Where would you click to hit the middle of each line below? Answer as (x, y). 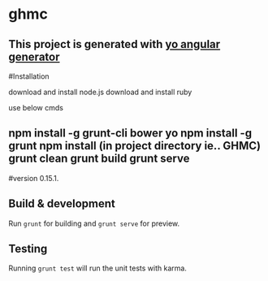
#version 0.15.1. (34, 178)
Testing (28, 249)
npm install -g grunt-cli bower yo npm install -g (130, 134)
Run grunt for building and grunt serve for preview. (94, 223)
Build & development (62, 204)
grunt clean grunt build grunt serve (99, 159)
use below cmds (36, 108)
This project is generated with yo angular (115, 44)
